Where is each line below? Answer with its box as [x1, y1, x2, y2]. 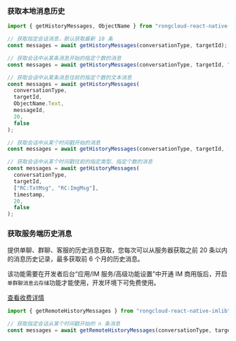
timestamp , [13, 191, 46, 198]
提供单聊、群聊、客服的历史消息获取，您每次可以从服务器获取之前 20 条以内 [7, 246, 228, 254]
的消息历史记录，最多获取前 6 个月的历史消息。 [7, 255, 144, 263]
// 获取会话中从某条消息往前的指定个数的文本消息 [7, 74, 132, 81]
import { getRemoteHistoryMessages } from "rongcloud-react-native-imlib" [7, 308, 231, 315]
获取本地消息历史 [7, 6, 65, 15]
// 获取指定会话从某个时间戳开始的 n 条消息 [7, 321, 121, 328]
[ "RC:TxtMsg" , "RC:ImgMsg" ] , [13, 185, 99, 192]
